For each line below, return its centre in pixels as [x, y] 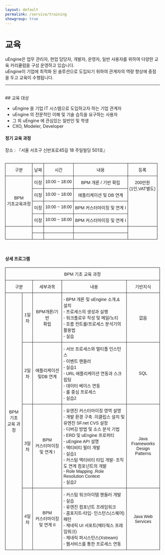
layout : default [22, 10]
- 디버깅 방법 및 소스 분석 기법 [91, 429]
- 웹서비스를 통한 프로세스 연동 [92, 544]
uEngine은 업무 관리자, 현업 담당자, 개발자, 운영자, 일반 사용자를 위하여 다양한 [79, 59]
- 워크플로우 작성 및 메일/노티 [91, 318]
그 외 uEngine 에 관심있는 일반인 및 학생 [51, 121]
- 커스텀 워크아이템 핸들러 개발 [92, 494]
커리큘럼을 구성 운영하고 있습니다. [42, 65]
